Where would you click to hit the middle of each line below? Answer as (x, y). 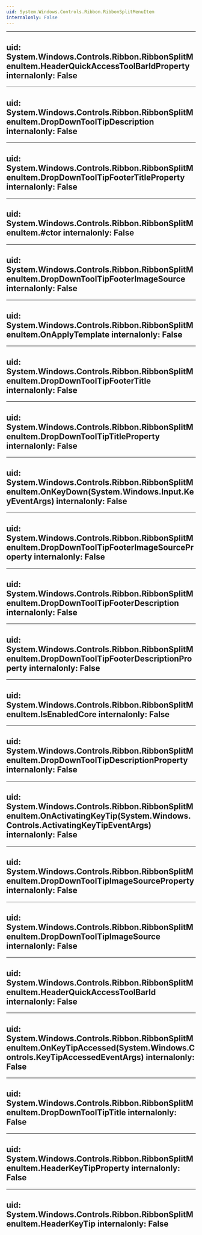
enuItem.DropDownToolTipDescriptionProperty (97, 761)
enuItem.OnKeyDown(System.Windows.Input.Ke (100, 492)
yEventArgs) (30, 501)
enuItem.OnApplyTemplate (58, 334)
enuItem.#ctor (34, 233)
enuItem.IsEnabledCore (52, 714)
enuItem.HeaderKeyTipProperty (68, 1169)
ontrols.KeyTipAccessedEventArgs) (75, 1057)
